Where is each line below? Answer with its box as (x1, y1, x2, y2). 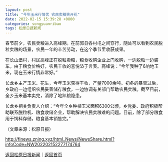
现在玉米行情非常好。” (13, 69, 58, 75)
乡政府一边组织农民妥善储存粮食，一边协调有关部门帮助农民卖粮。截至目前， (5, 86, 163, 92)
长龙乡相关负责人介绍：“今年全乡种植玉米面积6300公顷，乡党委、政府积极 (5, 103, 158, 109)
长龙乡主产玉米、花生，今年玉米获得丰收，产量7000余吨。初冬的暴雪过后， (5, 80, 161, 86)
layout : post (5, 7, 32, 12)
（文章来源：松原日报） (5, 126, 53, 132)
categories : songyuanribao (5, 21, 61, 26)
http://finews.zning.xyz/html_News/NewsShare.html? (5, 136, 115, 142)
